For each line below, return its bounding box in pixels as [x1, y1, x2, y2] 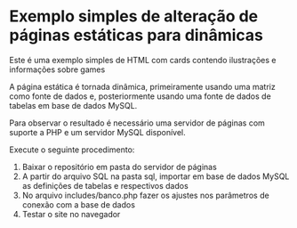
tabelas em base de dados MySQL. [9, 100, 138, 110]
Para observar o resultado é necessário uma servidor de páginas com [9, 118, 265, 128]
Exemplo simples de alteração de [9, 6, 259, 27]
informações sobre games [9, 64, 106, 75]
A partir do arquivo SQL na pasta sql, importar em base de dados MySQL [21, 171, 290, 182]
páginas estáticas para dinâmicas [9, 25, 264, 45]
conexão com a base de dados [21, 199, 136, 210]
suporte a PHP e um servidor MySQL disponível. [9, 126, 187, 137]
